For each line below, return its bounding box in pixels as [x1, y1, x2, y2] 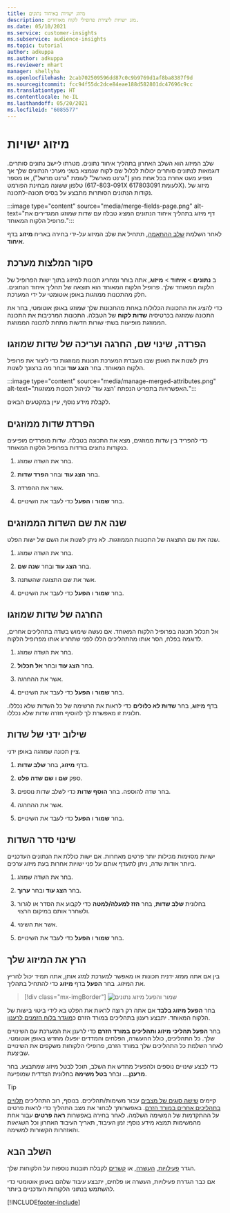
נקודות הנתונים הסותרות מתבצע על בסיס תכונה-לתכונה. [7, 188, 153, 197]
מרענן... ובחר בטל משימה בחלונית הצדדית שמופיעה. [7, 1069, 147, 1078]
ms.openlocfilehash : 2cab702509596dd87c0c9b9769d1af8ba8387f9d [7, 74, 193, 81]
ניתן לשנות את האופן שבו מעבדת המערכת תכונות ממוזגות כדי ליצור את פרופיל [7, 356, 209, 365]
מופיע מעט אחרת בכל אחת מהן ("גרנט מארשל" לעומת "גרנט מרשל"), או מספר [7, 173, 213, 182]
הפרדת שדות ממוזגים [7, 418, 95, 429]
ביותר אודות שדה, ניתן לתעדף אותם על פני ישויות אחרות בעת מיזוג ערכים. [7, 860, 197, 868]
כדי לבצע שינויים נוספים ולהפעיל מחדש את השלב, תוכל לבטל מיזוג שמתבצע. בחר [7, 1062, 218, 1071]
